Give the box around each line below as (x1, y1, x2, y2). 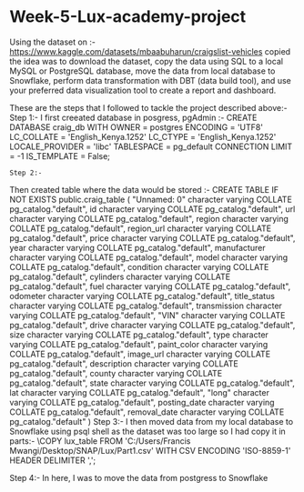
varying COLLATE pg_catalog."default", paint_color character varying (9, 338, 269, 349)
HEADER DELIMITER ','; (9, 455, 96, 466)
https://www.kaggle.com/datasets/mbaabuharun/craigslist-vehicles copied (9, 45, 291, 56)
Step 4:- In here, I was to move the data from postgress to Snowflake (9, 472, 269, 483)
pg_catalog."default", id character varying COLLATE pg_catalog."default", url (9, 203, 296, 215)
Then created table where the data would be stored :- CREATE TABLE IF (9, 184, 279, 195)
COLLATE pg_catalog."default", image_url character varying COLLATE (9, 348, 271, 359)
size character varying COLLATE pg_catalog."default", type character (9, 329, 269, 340)
